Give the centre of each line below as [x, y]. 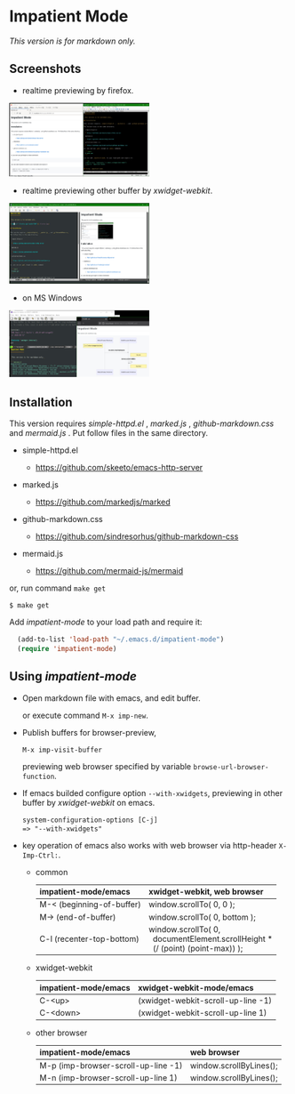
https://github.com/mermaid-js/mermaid [109, 571]
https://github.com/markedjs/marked [103, 502]
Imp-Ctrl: [40, 856]
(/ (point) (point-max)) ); [198, 948]
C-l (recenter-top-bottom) [89, 938]
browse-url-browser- [231, 767]
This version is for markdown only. [72, 41]
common [52, 872]
